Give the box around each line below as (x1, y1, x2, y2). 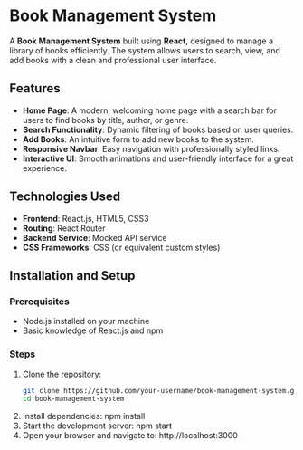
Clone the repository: (22, 369, 102, 379)
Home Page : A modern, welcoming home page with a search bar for (22, 105, 278, 116)
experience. (22, 162, 68, 173)
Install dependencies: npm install (22, 411, 146, 422)
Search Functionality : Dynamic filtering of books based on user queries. (22, 124, 294, 135)
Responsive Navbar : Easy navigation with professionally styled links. (22, 143, 280, 154)
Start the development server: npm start (22, 420, 173, 431)
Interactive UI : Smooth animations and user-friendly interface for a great (22, 153, 294, 164)
